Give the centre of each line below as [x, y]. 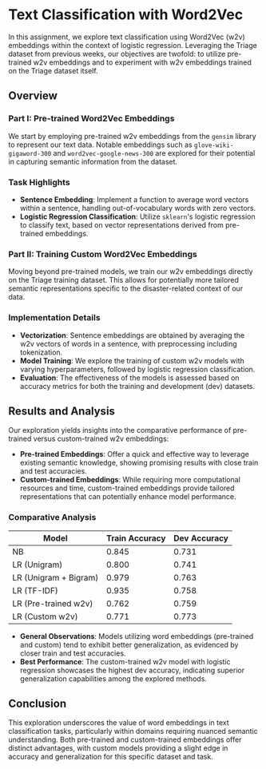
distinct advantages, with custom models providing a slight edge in [118, 748]
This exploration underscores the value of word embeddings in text [119, 723]
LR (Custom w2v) [45, 616]
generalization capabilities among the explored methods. [113, 678]
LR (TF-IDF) [35, 590]
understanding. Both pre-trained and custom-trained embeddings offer [125, 739]
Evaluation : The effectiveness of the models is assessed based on [129, 378]
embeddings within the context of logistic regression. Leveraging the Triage [133, 45]
